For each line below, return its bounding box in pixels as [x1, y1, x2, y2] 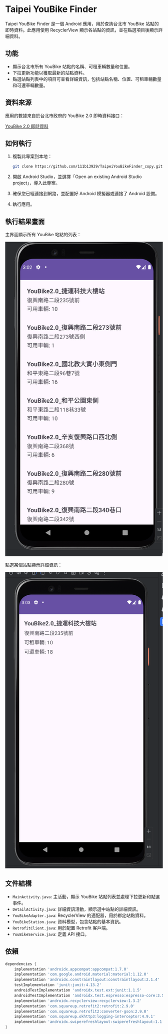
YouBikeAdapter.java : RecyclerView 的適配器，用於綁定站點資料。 [12, 912, 148, 918]
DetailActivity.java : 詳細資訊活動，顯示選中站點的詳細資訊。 [12, 906, 141, 912]
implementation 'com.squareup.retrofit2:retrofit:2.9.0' [14, 1003, 135, 1008]
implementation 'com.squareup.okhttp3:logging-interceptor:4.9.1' [14, 1014, 155, 1019]
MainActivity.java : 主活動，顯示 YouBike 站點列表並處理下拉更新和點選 [12, 893, 160, 899]
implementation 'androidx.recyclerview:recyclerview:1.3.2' [14, 998, 142, 1003]
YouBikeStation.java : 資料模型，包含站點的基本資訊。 [12, 918, 123, 924]
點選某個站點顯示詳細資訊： [5, 562, 62, 568]
